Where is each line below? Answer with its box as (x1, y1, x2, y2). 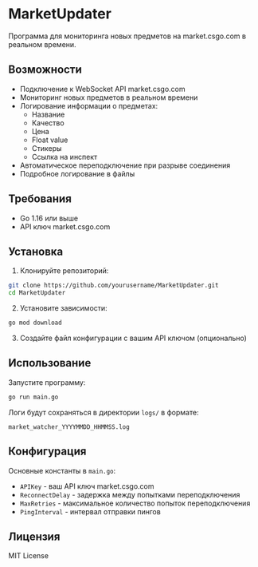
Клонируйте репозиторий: (19, 266, 109, 276)
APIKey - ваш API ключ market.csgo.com (19, 481, 154, 491)
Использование (8, 356, 92, 370)
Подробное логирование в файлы (19, 169, 135, 178)
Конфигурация (8, 445, 87, 458)
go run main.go (8, 393, 59, 401)
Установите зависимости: (19, 303, 107, 313)
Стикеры (31, 143, 62, 153)
